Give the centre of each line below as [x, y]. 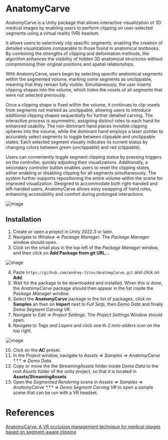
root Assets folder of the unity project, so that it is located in [75, 371]
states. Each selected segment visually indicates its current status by [77, 142]
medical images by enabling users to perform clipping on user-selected [79, 27]
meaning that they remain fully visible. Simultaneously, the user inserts [78, 84]
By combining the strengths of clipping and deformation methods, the [77, 53]
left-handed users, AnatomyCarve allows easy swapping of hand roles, [79, 188]
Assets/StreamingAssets [39, 376]
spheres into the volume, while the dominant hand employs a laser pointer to [84, 131]
